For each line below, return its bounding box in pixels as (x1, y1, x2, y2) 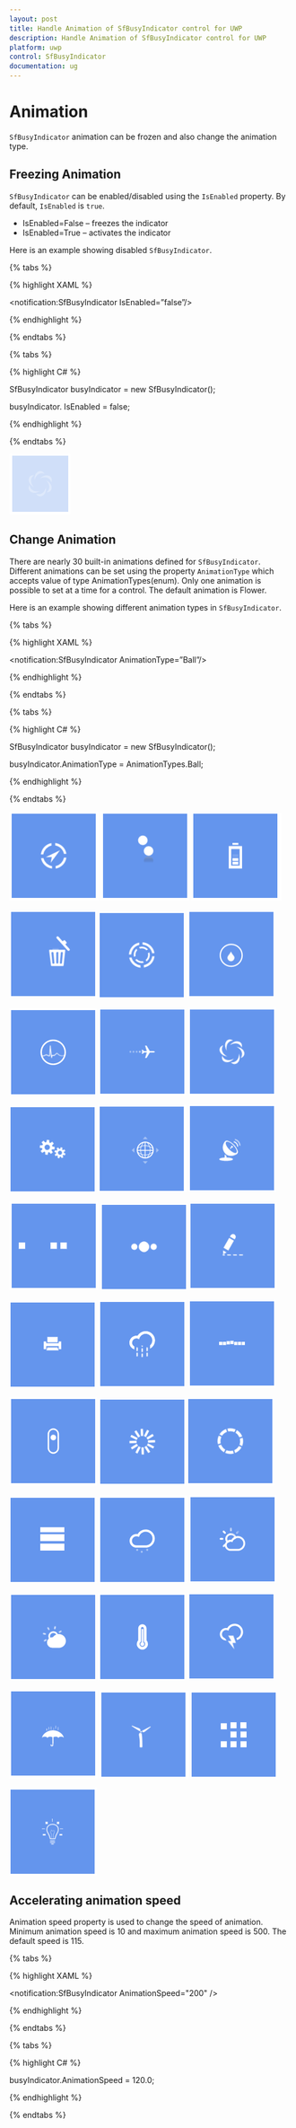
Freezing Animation (9, 167, 121, 182)
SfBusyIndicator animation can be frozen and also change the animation (9, 131, 277, 142)
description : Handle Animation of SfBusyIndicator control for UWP (9, 33, 267, 42)
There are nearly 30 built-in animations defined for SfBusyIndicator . (9, 556, 262, 567)
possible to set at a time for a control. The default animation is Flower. (9, 585, 267, 595)
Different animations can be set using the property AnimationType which (9, 566, 274, 576)
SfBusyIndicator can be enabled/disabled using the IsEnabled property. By (9, 190, 286, 201)
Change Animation (9, 532, 117, 548)
